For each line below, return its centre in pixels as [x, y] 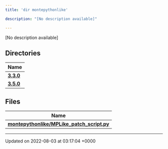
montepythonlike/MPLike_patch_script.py [58, 124]
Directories [23, 53]
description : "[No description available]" [51, 19]
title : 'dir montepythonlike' [37, 10]
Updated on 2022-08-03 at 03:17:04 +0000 [50, 141]
